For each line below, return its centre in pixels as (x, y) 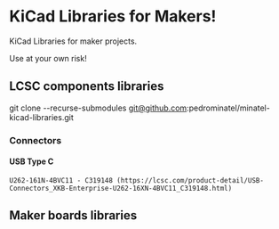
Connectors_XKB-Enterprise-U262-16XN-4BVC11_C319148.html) (121, 188)
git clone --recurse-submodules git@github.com (98, 108)
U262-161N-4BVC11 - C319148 (61, 180)
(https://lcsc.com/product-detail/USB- (191, 180)
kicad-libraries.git (41, 117)
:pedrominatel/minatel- (228, 108)
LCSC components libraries (87, 86)
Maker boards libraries (73, 216)
